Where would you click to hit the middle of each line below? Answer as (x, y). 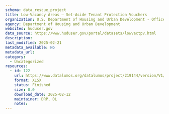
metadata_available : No (30, 47)
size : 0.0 (25, 90)
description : (19, 38)
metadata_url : (20, 52)
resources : (17, 66)
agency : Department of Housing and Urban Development (63, 24)
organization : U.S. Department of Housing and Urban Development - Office (85, 19)
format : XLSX (28, 80)
